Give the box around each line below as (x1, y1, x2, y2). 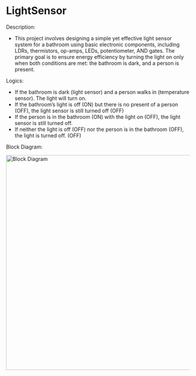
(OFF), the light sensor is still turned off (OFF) (14, 107, 124, 114)
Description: (6, 23, 36, 30)
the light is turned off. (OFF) (14, 132, 82, 139)
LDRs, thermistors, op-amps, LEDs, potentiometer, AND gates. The (14, 47, 175, 54)
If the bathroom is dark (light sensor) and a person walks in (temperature (14, 88, 190, 95)
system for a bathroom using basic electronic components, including (14, 41, 180, 48)
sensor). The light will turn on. (14, 95, 87, 102)
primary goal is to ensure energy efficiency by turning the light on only (14, 53, 184, 60)
